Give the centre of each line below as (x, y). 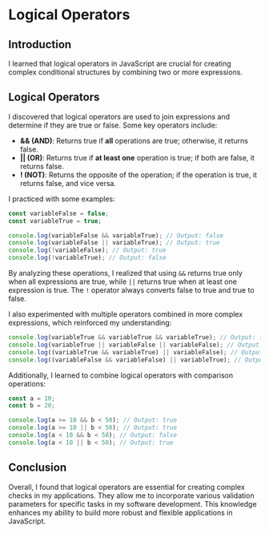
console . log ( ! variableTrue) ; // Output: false (87, 258)
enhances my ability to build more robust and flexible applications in (120, 512)
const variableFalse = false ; (59, 213)
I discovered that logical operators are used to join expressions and (119, 116)
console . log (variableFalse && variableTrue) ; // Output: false (116, 235)
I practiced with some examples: (62, 199)
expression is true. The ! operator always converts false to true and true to (131, 290)
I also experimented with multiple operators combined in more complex (126, 314)
